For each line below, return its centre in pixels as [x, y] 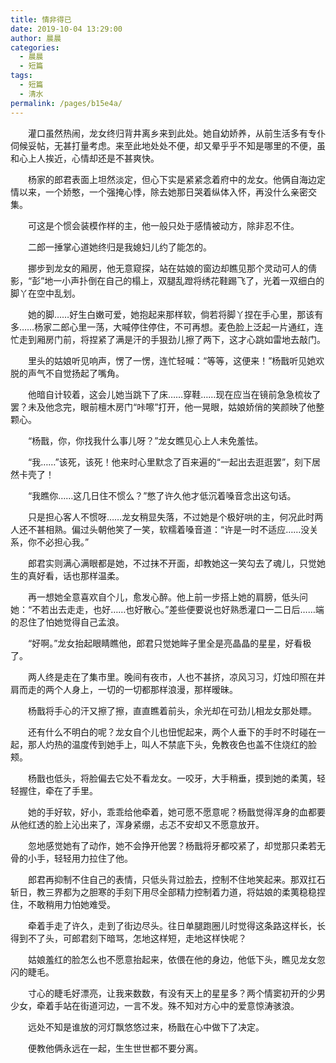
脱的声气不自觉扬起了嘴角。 [67, 373]
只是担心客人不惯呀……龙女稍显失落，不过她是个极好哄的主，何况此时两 [175, 517]
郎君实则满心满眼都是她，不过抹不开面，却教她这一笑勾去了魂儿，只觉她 [176, 563]
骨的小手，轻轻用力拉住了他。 [71, 858]
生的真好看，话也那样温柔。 [67, 575]
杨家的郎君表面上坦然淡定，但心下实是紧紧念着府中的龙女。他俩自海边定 [176, 179]
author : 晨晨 [36, 38]
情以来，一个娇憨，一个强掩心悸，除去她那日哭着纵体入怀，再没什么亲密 [159, 192]
